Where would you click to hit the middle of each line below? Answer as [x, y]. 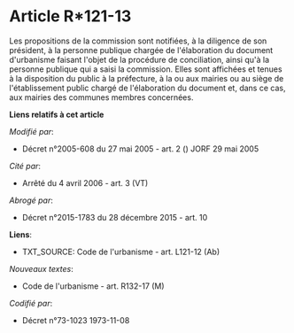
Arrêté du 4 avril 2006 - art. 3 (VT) [85, 182]
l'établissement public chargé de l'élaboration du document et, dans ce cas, [147, 88]
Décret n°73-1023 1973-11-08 [76, 320]
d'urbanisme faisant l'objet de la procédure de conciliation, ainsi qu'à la [139, 59]
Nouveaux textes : [41, 268]
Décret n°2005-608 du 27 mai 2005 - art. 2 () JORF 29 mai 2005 [140, 149]
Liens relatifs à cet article [57, 114]
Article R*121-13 [70, 16]
